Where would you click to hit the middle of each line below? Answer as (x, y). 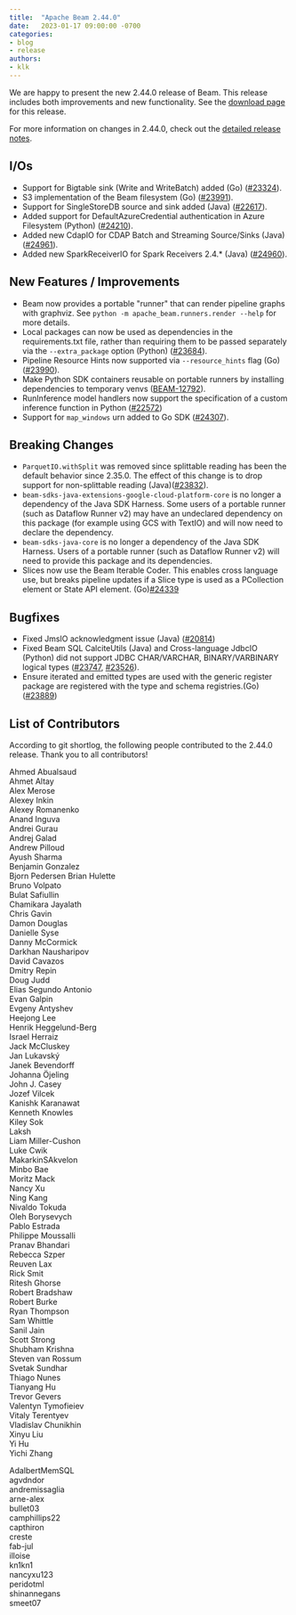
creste (21, 1537)
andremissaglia (37, 1489)
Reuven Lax (31, 1264)
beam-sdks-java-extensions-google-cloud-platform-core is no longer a (152, 494)
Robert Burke (33, 1301)
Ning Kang (28, 1197)
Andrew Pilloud (37, 847)
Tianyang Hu (32, 1387)
